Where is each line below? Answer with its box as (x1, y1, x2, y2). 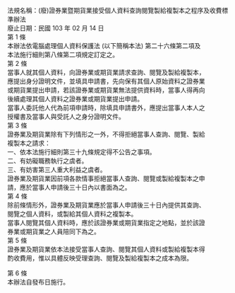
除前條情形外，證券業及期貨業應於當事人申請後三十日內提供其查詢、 (7, 201, 205, 209)
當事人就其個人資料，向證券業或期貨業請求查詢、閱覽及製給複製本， (7, 68, 205, 76)
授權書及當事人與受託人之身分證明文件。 (7, 113, 125, 120)
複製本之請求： (7, 139, 51, 147)
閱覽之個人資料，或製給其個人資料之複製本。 (7, 209, 138, 218)
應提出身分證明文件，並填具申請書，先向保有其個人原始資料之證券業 (7, 77, 205, 85)
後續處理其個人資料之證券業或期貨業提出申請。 (7, 95, 143, 103)
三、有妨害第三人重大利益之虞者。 (7, 166, 107, 173)
